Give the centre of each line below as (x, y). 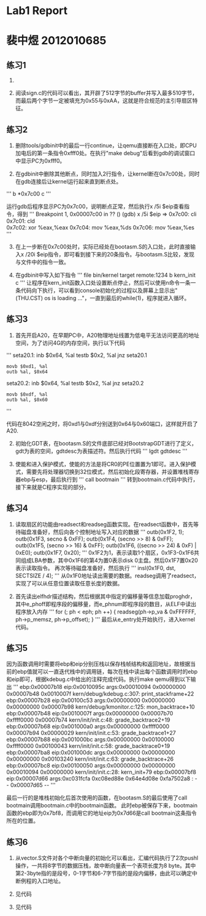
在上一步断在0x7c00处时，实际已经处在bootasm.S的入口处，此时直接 (103, 247)
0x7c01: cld (21, 221)
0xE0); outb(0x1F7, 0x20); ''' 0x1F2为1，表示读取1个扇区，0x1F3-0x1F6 (105, 552)
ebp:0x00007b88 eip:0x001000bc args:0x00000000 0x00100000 (90, 739)
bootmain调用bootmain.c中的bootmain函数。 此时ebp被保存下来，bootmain (102, 806)
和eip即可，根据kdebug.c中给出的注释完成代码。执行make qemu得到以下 (99, 679)
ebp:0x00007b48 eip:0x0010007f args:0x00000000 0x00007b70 (90, 714)
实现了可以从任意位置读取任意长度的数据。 (69, 583)
